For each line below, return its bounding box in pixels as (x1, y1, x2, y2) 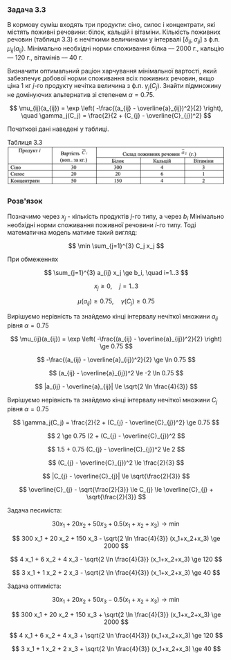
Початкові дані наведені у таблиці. (7, 125, 109, 133)
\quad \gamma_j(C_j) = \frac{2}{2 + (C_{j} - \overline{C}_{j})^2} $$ (20, 111, 212, 119)
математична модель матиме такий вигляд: (7, 229, 137, 237)
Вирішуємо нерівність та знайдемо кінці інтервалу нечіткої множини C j (7, 395, 218, 406)
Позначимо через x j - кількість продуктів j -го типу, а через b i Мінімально (7, 212, 225, 222)
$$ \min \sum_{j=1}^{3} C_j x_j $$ (68, 242, 165, 250)
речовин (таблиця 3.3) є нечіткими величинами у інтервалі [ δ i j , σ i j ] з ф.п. (7, 35, 220, 46)
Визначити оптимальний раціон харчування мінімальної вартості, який (7, 66, 217, 75)
